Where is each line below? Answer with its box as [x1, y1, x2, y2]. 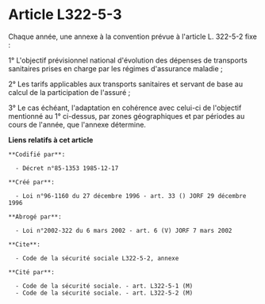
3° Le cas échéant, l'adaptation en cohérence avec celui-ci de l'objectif [8, 103, 242, 112]
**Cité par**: [8, 268, 56, 276]
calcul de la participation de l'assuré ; [8, 87, 131, 97]
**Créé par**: [8, 178, 56, 186]
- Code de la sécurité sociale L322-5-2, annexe [15, 254, 179, 262]
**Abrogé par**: [8, 212, 62, 221]
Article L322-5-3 [8, 6, 122, 24]
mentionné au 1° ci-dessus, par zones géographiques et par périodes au [8, 111, 245, 120]
